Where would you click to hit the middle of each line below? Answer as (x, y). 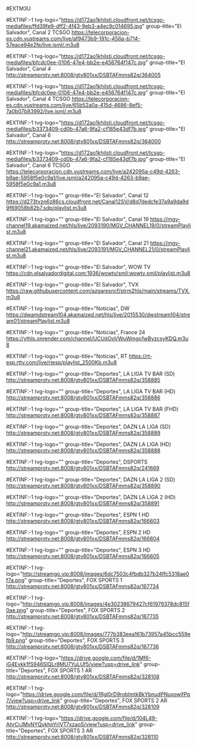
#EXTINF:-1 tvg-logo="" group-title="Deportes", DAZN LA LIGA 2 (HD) (91, 497)
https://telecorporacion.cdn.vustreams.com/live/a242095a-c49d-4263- (93, 172)
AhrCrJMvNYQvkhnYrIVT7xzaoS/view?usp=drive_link (71, 724)
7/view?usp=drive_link (33, 700)
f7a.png (15, 580)
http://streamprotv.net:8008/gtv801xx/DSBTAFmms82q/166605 (83, 556)
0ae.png (16, 610)
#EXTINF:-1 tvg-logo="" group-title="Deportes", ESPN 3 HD (78, 550)
